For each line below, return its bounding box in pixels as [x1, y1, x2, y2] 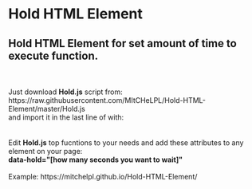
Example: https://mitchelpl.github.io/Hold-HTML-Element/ [8, 172, 198, 181]
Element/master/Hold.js [8, 104, 85, 113]
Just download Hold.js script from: [8, 87, 124, 96]
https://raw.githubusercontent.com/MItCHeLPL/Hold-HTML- [8, 96, 206, 104]
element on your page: [8, 147, 83, 156]
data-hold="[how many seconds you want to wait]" [8, 155, 183, 164]
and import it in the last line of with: [8, 112, 124, 122]
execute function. [8, 49, 98, 62]
